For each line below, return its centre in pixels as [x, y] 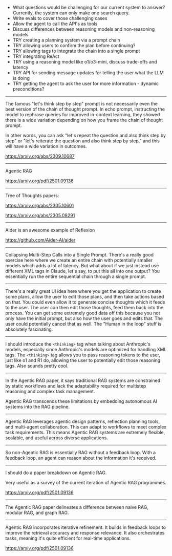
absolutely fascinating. [29, 329]
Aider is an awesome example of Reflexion [50, 230]
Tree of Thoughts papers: [32, 196]
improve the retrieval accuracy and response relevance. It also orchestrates [85, 533]
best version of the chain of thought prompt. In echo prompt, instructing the [85, 109]
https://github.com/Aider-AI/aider [40, 240]
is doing [21, 78]
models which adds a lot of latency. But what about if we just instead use [82, 265]
